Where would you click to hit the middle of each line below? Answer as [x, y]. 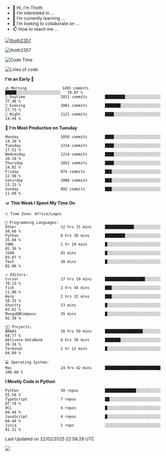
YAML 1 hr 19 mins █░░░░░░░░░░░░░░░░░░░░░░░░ [83, 244]
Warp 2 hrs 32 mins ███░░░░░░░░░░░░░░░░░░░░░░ [83, 297]
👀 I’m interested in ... [33, 13]
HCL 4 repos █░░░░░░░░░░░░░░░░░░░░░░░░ [83, 408]
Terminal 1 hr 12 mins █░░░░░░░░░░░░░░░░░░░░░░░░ [83, 349]
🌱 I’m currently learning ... [39, 18]
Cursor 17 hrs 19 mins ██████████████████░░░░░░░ [83, 279]
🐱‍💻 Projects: [19, 327]
